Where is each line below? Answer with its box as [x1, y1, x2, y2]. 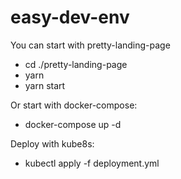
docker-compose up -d [24, 118, 122, 130]
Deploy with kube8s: [10, 137, 95, 150]
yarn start [24, 79, 66, 91]
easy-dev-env [10, 6, 130, 29]
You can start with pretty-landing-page [10, 39, 171, 51]
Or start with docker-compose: [10, 99, 138, 111]
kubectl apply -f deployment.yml [24, 157, 160, 169]
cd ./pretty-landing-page [24, 58, 128, 70]
